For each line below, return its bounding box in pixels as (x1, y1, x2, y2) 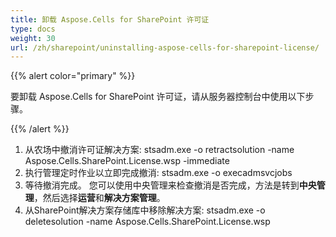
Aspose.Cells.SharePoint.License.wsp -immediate (24, 155, 230, 167)
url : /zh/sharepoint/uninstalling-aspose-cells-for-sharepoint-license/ (10, 42, 320, 53)
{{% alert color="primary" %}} (10, 70, 136, 82)
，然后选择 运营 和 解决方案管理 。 (33, 192, 166, 204)
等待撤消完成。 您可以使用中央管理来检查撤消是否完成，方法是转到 (24, 179, 300, 191)
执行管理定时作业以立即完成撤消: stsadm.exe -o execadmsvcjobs (24, 167, 293, 179)
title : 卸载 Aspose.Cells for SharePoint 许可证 (10, 14, 210, 25)
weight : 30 (10, 33, 56, 43)
